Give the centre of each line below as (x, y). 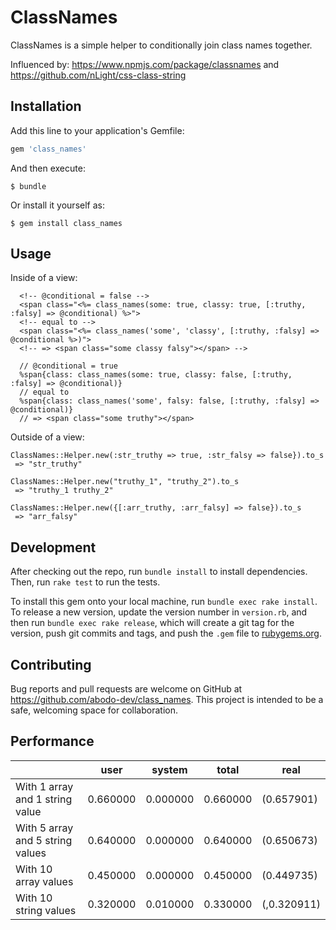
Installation (46, 106)
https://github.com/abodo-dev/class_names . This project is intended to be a (167, 700)
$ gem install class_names (66, 223)
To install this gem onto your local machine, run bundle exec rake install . (164, 602)
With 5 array (44, 828)
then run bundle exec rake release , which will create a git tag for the (152, 623)
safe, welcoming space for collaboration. (94, 710)
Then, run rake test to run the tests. (85, 582)
